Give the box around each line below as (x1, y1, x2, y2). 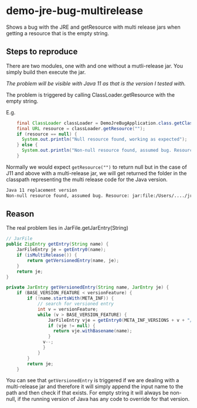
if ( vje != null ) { (47, 322, 96, 329)
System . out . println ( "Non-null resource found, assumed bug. (21, 148, 172, 154)
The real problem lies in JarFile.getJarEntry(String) (6, 225, 129, 232)
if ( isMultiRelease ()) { (16, 252, 77, 259)
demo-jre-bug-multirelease (6, 4, 144, 18)
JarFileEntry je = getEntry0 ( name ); (16, 247, 107, 253)
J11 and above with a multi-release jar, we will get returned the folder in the (6, 169, 187, 176)
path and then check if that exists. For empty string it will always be (6, 389, 169, 396)
